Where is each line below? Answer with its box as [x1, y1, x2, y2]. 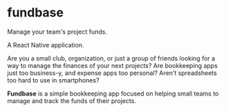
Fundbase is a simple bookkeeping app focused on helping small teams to [7, 89, 219, 98]
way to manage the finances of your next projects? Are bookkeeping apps [7, 61, 218, 69]
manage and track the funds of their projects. [7, 96, 137, 104]
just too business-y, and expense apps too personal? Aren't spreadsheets [7, 69, 218, 77]
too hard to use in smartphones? [7, 76, 100, 84]
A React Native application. [7, 41, 84, 49]
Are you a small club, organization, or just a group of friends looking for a [7, 54, 216, 63]
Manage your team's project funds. [7, 27, 107, 36]
